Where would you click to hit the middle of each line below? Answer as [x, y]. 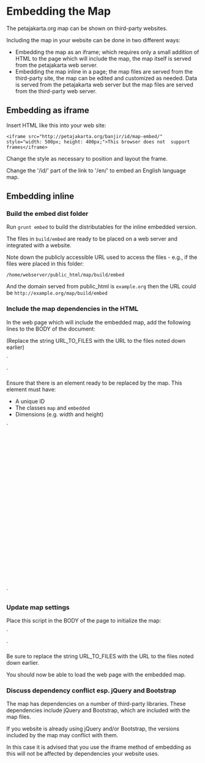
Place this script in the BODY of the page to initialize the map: [84, 621]
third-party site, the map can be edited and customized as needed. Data [106, 78]
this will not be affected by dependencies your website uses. [83, 754]
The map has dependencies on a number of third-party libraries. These [96, 704]
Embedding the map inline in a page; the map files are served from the [104, 71]
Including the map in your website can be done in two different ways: [93, 40]
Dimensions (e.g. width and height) [59, 414]
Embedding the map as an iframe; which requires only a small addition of [107, 52]
